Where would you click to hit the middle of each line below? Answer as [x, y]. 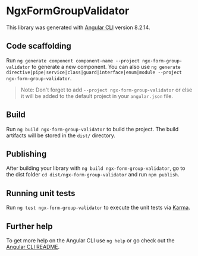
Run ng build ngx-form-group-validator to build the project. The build [92, 129]
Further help [30, 226]
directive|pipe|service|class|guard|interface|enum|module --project [94, 72]
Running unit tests [41, 193]
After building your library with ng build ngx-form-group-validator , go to [96, 168]
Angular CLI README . [33, 247]
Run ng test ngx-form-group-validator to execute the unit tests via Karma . [98, 208]
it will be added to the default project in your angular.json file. [97, 96]
